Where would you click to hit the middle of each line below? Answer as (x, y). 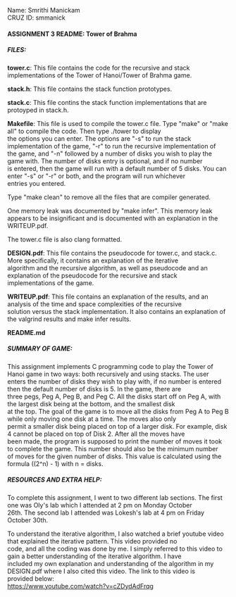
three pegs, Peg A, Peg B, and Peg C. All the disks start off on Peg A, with (114, 396)
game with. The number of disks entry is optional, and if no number (105, 161)
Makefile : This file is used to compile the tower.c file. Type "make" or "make (118, 123)
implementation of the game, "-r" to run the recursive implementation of (112, 146)
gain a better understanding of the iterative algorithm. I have (94, 556)
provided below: (31, 578)
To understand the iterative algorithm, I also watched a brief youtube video (116, 534)
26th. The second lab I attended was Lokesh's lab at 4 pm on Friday (106, 513)
